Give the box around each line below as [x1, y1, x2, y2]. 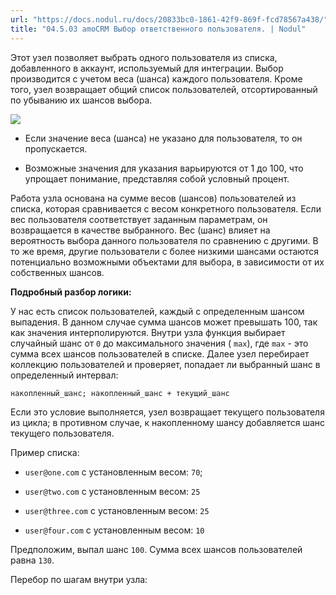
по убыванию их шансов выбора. [10, 94, 153, 106]
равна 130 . [10, 554, 55, 566]
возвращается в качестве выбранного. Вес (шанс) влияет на [10, 224, 271, 236]
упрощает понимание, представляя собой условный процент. [24, 172, 290, 185]
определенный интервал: [10, 369, 119, 381]
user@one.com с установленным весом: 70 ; [24, 466, 203, 478]
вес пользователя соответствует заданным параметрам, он [10, 213, 268, 225]
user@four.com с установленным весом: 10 [24, 524, 205, 536]
